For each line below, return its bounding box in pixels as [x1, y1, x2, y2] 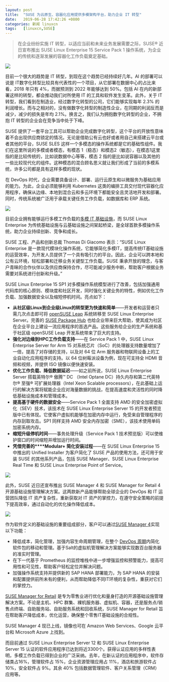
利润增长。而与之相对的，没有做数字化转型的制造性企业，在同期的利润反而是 [5, 105, 164, 111]
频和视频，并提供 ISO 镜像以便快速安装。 [12, 361, 98, 367]
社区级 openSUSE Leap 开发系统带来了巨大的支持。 [17, 330, 124, 336]
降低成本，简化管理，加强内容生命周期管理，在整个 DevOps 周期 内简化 [12, 538, 160, 544]
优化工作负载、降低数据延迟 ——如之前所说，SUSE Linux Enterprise [12, 367, 152, 374]
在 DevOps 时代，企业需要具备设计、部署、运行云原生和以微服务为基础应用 [5, 177, 161, 183]
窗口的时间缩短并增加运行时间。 [17, 437, 83, 443]
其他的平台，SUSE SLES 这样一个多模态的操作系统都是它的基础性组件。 [9, 141, 158, 147]
